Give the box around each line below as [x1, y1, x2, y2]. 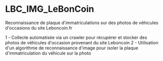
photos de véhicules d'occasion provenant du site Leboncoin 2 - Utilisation [5, 39, 159, 45]
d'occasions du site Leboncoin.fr [5, 25, 73, 30]
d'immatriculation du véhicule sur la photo [5, 50, 91, 56]
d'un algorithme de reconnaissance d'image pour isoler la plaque [5, 45, 138, 51]
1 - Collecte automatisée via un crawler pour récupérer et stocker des [5, 34, 148, 40]
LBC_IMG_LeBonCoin [5, 3, 94, 15]
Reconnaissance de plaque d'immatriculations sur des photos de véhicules [5, 20, 159, 26]
